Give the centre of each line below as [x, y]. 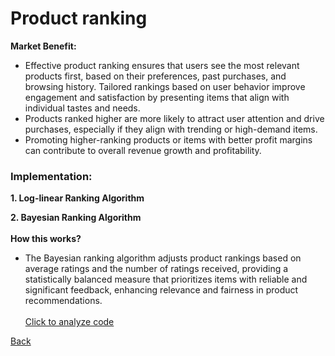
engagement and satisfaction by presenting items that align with [157, 97]
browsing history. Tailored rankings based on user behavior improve [165, 86]
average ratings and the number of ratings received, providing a [156, 269]
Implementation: [51, 176]
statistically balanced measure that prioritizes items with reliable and [166, 279]
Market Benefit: [43, 46]
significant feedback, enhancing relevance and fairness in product [161, 290]
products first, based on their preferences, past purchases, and [155, 76]
